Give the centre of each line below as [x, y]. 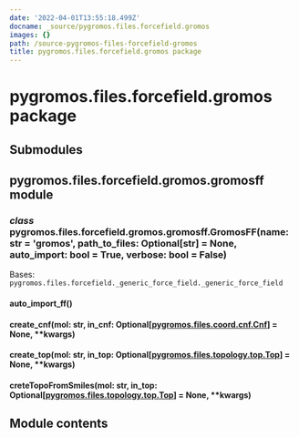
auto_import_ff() [41, 303]
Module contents [59, 424]
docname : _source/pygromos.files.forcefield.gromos [109, 26]
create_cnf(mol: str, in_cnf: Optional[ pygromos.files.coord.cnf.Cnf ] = [144, 324]
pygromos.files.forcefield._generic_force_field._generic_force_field [146, 283]
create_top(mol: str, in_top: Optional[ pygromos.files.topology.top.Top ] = [150, 355]
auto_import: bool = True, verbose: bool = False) [119, 255]
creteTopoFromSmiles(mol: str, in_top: [83, 385]
